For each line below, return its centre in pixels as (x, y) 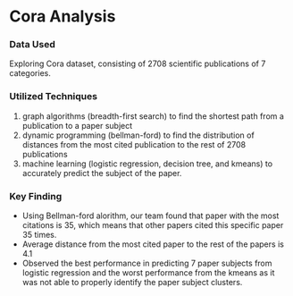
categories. (30, 73)
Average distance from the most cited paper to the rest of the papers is (153, 244)
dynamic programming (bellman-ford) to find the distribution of (138, 135)
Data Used (32, 45)
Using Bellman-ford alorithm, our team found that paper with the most (151, 216)
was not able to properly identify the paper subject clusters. (132, 283)
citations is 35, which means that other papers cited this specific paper (153, 225)
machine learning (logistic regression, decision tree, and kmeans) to (147, 164)
